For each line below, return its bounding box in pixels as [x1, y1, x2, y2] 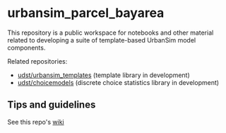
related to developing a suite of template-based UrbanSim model [7, 35, 196, 44]
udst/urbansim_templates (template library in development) [17, 71, 191, 79]
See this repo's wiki [7, 117, 65, 126]
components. [7, 43, 46, 52]
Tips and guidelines [7, 99, 96, 111]
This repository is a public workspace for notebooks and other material [7, 28, 214, 37]
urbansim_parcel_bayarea [7, 5, 165, 21]
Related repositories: [7, 57, 68, 65]
